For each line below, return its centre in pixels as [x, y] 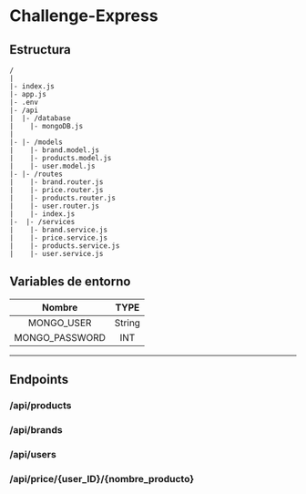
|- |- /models [36, 142]
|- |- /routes [36, 174]
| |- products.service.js [65, 246]
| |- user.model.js [52, 166]
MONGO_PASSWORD [60, 337]
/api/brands [36, 430]
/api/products [41, 406]
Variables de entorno [70, 282]
